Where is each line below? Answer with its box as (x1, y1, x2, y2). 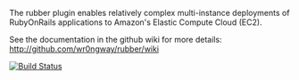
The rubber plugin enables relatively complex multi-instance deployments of (9, 8, 290, 18)
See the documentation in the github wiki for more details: (9, 35, 222, 44)
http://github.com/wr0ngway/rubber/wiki (9, 44, 159, 54)
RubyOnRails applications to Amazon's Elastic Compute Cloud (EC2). (9, 17, 262, 28)
